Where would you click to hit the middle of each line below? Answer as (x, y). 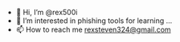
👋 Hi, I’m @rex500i (47, 12)
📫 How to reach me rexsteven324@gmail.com (93, 29)
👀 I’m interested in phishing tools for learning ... (94, 21)
